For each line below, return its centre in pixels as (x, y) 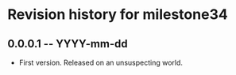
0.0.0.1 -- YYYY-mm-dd (68, 44)
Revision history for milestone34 (118, 15)
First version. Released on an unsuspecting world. (101, 62)
